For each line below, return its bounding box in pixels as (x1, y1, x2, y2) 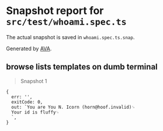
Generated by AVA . (6, 45, 52, 52)
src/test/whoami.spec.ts (6, 16, 127, 27)
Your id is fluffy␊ (11, 109, 60, 115)
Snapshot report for (6, 4, 104, 18)
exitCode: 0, (11, 99, 43, 105)
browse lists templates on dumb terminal (6, 62, 158, 72)
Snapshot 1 (20, 77, 47, 84)
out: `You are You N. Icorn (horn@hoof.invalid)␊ (11, 104, 136, 110)
